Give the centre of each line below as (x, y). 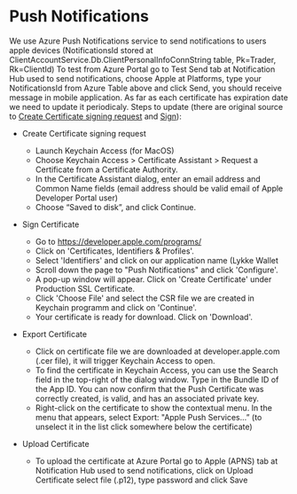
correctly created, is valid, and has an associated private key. (147, 398)
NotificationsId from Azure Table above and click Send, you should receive (145, 88)
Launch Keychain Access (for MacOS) (105, 150)
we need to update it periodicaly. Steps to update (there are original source (146, 106)
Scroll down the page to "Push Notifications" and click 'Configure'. (157, 270)
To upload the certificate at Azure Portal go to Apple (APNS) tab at (156, 461)
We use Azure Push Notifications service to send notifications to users (138, 41)
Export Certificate (54, 333)
